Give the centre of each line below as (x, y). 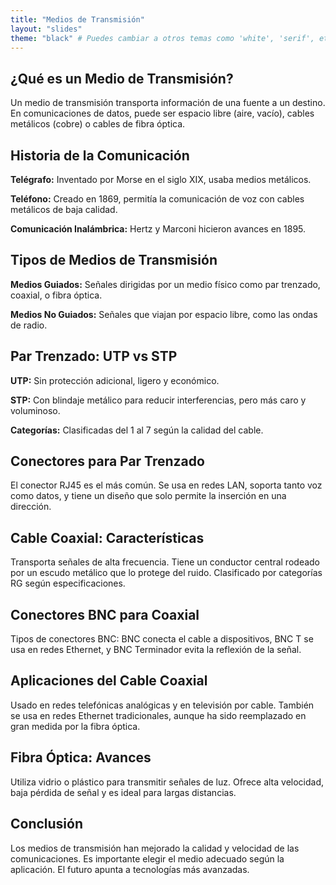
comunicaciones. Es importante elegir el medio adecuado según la (147, 858)
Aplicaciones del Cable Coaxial (109, 681)
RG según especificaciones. (68, 583)
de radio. (29, 325)
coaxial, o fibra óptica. (56, 295)
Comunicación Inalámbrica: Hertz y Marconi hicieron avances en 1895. (158, 229)
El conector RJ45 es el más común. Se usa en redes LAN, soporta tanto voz (166, 485)
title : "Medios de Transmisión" (77, 19)
